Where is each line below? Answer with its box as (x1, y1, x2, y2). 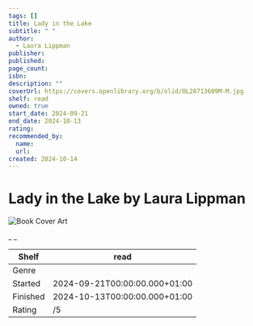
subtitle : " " (8, 27, 57, 35)
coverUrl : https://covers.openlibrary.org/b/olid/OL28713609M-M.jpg (8, 87, 244, 95)
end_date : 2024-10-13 (8, 117, 82, 125)
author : (8, 34, 35, 43)
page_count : (8, 65, 48, 73)
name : (15, 139, 35, 148)
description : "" (8, 79, 63, 87)
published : (8, 57, 45, 66)
